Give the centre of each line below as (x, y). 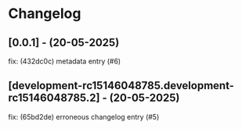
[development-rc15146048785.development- (121, 86)
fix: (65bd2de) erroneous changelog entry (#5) (84, 116)
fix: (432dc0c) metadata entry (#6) (65, 61)
